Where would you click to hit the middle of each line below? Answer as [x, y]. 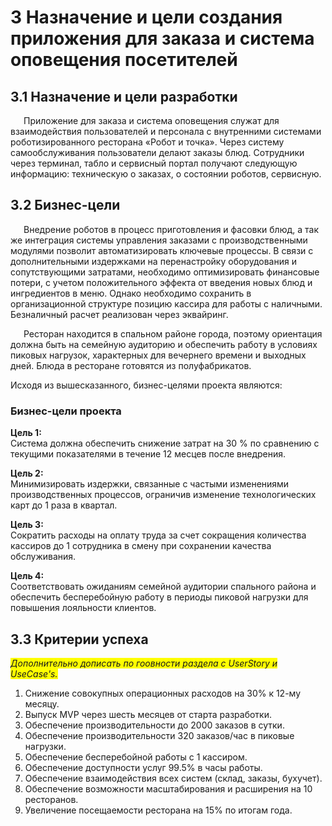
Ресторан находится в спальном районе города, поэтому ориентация [173, 333]
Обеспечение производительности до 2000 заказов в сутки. [154, 725]
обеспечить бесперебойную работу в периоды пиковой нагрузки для [159, 597]
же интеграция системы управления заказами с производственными [159, 240]
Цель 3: [27, 525]
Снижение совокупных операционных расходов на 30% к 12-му [163, 693]
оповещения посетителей [124, 60]
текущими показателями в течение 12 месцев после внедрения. [148, 454]
